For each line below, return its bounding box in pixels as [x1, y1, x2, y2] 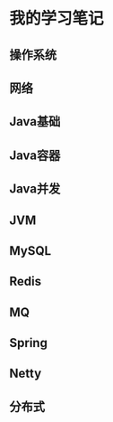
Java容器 [9, 147, 61, 163]
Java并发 [9, 182, 61, 197]
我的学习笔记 [9, 8, 105, 29]
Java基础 [9, 114, 61, 129]
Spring [9, 335, 48, 351]
